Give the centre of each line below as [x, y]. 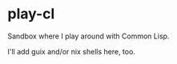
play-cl [31, 14]
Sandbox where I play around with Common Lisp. [88, 36]
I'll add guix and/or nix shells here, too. [71, 51]
